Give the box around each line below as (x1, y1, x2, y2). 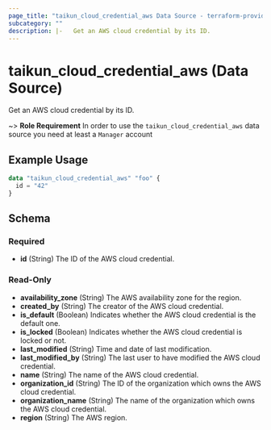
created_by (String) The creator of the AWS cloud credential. (19, 301, 224, 311)
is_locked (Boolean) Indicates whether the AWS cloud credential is (19, 327, 243, 336)
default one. (19, 318, 60, 328)
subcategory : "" (8, 19, 63, 27)
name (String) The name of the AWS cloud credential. (19, 369, 199, 379)
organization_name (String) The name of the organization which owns (19, 395, 256, 405)
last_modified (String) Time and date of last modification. (19, 344, 212, 353)
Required (8, 236, 45, 247)
